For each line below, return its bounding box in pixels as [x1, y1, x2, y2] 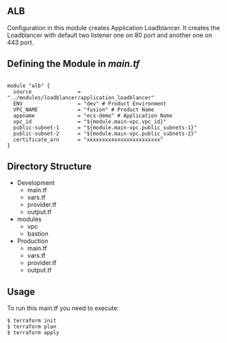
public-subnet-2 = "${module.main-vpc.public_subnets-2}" [13, 130, 197, 137]
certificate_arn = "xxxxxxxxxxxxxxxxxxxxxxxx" [13, 136, 164, 143]
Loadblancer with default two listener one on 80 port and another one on [7, 31, 213, 39]
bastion [27, 229, 49, 238]
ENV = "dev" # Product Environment [13, 100, 167, 107]
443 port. [7, 38, 34, 47]
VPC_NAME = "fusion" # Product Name [13, 106, 155, 113]
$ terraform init [7, 318, 57, 325]
